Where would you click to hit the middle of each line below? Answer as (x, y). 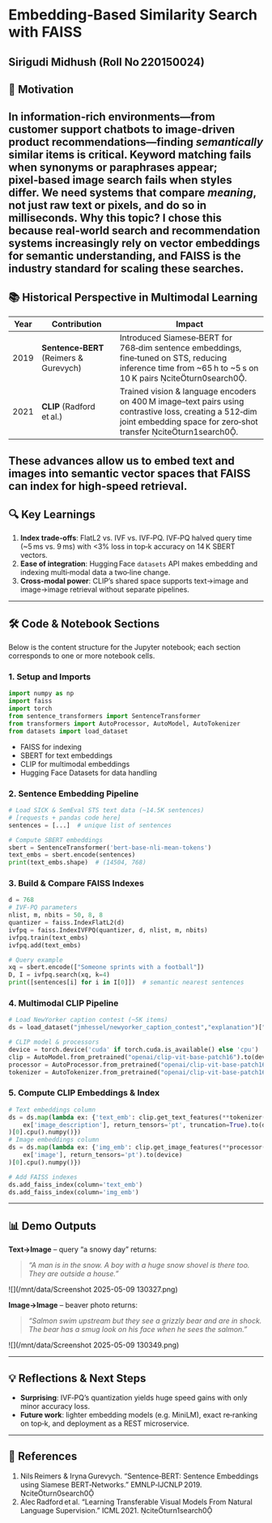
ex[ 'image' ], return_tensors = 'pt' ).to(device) (103, 1155)
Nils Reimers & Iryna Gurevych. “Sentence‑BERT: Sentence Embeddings (139, 1476)
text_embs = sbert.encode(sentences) (72, 855)
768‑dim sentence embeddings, (181, 348)
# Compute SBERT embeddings (56, 840)
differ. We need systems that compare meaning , (132, 193)
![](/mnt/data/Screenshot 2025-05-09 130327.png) (93, 1290)
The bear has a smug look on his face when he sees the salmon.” (138, 1329)
